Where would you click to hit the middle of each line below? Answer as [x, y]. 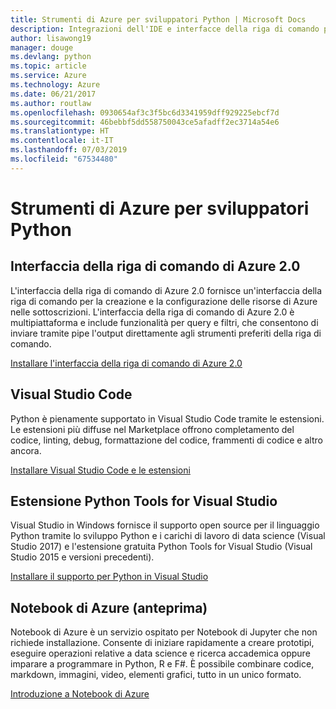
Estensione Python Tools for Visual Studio [144, 501]
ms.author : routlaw [51, 103]
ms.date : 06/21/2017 [53, 94]
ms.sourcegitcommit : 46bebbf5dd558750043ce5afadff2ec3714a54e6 [145, 122]
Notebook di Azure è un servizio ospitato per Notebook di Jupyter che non [164, 632]
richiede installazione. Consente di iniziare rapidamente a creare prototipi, [162, 643]
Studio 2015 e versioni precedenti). [82, 557]
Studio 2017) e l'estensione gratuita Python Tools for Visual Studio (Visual [161, 547]
